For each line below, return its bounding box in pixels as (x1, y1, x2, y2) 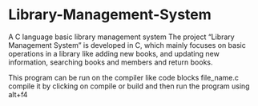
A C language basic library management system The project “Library (8, 32, 235, 41)
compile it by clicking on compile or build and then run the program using (8, 81, 250, 91)
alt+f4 (8, 89, 28, 99)
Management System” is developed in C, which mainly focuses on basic (8, 40, 246, 49)
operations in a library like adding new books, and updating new (8, 49, 220, 58)
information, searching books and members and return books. (8, 57, 214, 67)
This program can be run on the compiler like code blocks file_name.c (8, 73, 239, 82)
